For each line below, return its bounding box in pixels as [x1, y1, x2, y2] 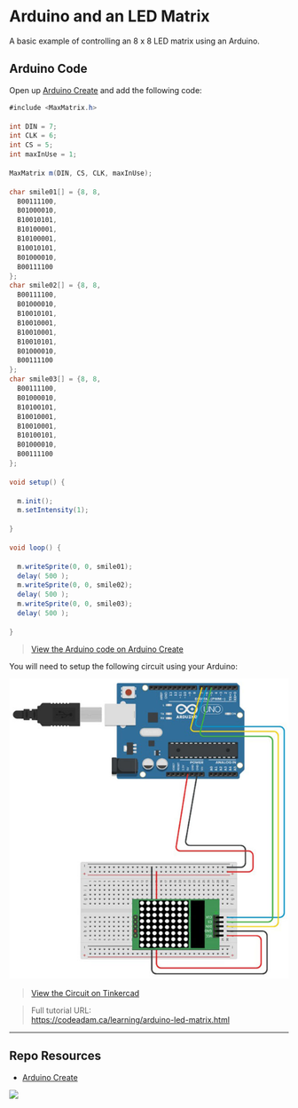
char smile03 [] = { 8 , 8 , [9, 375, 101, 384]
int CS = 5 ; [9, 140, 53, 150]
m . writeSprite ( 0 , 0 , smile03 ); [17, 599, 133, 609]
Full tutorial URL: [30, 1005, 91, 1016]
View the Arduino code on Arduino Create [30, 644, 184, 654]
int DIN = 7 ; [9, 122, 58, 131]
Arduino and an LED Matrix [9, 6, 210, 27]
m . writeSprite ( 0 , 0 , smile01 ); [17, 562, 133, 571]
